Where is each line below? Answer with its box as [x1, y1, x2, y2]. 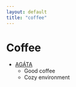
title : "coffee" [6, 15, 47, 21]
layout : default [6, 9, 47, 15]
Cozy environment [24, 74, 71, 81]
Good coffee [24, 68, 55, 75]
